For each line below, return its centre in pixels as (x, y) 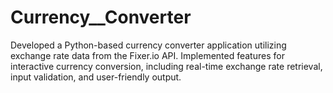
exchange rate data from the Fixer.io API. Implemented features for (147, 55)
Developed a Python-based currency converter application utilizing (148, 45)
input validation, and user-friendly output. (96, 77)
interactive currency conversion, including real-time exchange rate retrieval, (166, 66)
